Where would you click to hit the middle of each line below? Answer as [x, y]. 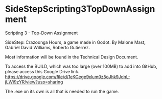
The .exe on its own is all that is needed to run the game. [62, 91]
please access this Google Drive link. [42, 71]
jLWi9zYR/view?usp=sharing [34, 82]
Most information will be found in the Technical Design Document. [72, 57]
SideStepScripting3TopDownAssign [80, 9]
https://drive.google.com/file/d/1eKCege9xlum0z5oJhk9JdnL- [68, 77]
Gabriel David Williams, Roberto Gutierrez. [47, 47]
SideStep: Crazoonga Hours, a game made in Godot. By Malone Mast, [75, 42]
